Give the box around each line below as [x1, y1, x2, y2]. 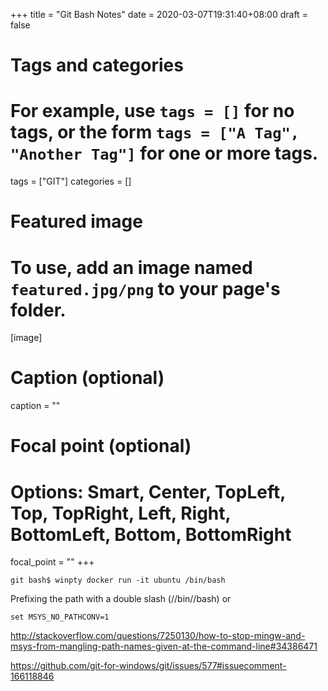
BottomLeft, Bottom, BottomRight [10, 523, 292, 546]
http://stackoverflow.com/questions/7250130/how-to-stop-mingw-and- [10, 630, 306, 642]
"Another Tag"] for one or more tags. [10, 142, 319, 165]
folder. [10, 299, 67, 321]
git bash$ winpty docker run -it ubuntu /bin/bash [10, 575, 226, 586]
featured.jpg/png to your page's [10, 277, 281, 300]
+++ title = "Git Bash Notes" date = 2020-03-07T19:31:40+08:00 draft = [10, 9, 308, 20]
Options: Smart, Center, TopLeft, [10, 480, 286, 503]
